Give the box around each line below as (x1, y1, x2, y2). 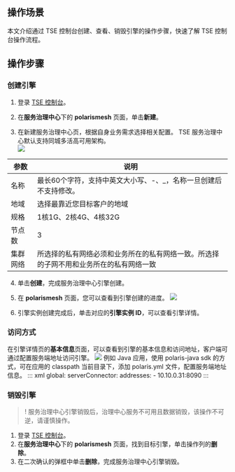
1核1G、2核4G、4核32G (37, 212, 120, 222)
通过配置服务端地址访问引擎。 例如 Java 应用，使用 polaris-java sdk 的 (7, 353, 220, 362)
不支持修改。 (37, 186, 80, 195)
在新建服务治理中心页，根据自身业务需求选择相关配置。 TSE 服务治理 (17, 127, 217, 136)
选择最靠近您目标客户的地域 (37, 199, 129, 209)
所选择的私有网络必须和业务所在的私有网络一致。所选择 (37, 249, 220, 258)
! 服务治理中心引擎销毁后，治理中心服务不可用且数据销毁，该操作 (24, 408, 212, 416)
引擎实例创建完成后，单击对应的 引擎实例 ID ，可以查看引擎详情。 (17, 308, 204, 317)
